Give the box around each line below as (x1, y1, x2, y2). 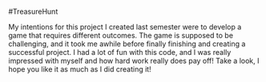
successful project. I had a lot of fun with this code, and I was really (8, 48, 232, 57)
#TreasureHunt (8, 7, 58, 16)
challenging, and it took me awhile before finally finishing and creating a (8, 39, 246, 49)
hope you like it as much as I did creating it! (8, 64, 151, 74)
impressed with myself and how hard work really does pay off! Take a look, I (8, 56, 260, 65)
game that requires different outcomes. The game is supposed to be (8, 31, 234, 40)
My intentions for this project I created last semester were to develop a (8, 22, 242, 31)
